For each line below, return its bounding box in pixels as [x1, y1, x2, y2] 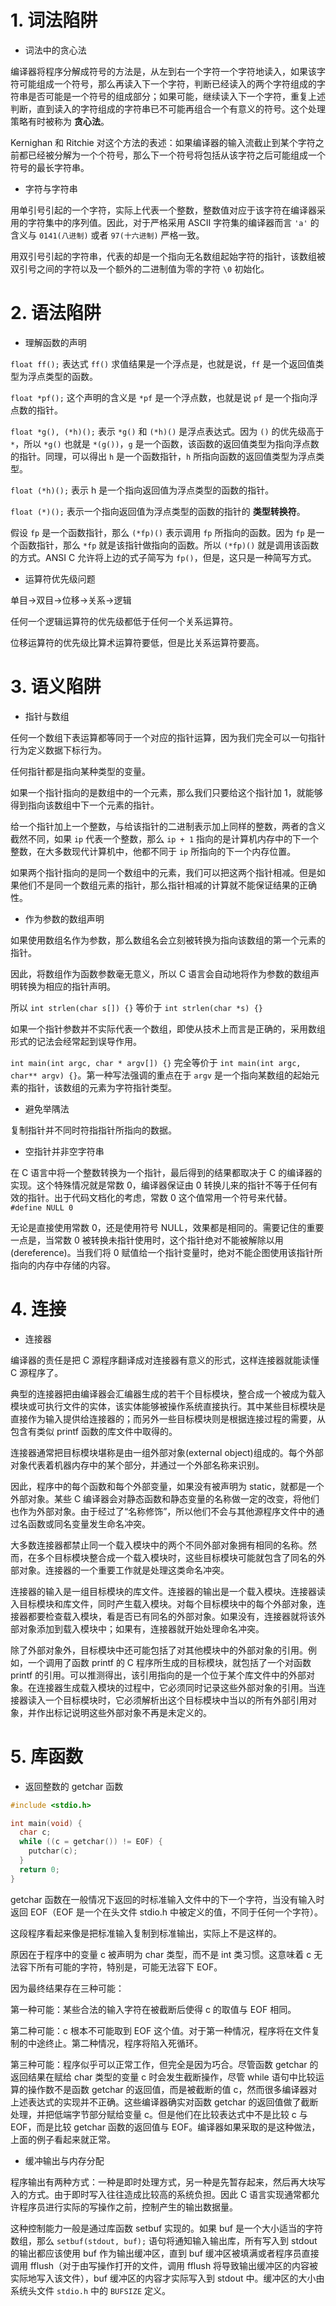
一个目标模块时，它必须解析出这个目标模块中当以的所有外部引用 [44, 1694, 308, 1706]
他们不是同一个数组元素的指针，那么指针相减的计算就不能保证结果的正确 [18, 879, 317, 891]
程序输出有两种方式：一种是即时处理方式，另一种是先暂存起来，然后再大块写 [10, 2176, 326, 2188]
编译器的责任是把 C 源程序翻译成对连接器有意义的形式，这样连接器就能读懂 [10, 1354, 320, 1366]
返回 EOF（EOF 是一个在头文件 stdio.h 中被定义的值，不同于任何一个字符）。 [10, 1906, 324, 1918]
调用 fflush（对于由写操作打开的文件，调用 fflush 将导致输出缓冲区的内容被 [10, 2259, 319, 2271]
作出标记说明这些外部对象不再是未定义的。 [36, 1706, 212, 1718]
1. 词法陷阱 [10, 9, 98, 32]
